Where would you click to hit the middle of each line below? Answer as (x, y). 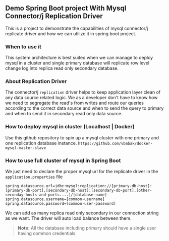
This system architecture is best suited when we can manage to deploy (79, 58)
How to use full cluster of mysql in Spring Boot (63, 160)
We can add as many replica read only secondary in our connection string (82, 213)
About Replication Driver (36, 82)
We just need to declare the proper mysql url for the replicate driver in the (82, 171)
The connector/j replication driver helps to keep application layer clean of (83, 92)
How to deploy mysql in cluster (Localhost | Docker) (70, 127)
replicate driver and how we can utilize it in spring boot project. (71, 33)
